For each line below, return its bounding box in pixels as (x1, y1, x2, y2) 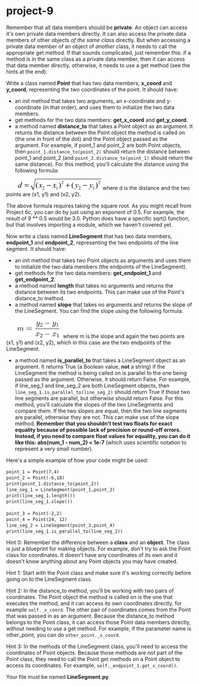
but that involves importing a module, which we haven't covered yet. (6, 221, 173, 228)
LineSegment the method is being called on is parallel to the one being (14, 369, 187, 376)
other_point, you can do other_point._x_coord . (6, 631, 120, 638)
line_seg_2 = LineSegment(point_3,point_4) (6, 522, 115, 528)
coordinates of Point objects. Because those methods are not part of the (6, 649, 182, 656)
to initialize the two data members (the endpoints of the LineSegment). (14, 263, 187, 270)
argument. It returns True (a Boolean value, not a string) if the (14, 363, 165, 370)
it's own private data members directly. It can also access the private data (6, 30, 187, 37)
